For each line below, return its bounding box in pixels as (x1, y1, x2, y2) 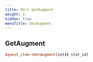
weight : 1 (5, 12, 25, 17)
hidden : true (5, 16, 32, 21)
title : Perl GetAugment (5, 7, 54, 12)
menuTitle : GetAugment (5, 21, 51, 26)
